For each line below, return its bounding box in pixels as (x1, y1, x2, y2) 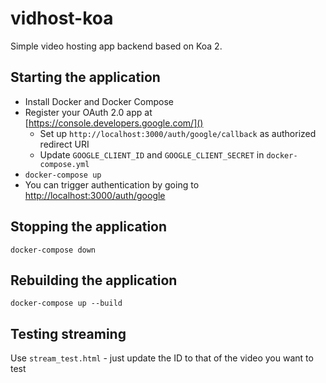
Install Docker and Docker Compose (24, 95, 174, 107)
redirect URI (39, 138, 90, 150)
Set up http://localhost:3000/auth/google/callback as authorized (39, 127, 317, 139)
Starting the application (10, 69, 161, 86)
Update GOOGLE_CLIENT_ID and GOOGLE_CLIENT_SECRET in (39, 148, 265, 161)
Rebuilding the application (10, 272, 178, 289)
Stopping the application (10, 218, 168, 236)
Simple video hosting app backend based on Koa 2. (10, 40, 223, 52)
